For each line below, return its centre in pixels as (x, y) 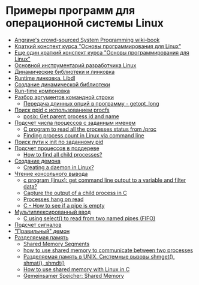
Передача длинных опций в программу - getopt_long (91, 103)
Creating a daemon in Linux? (58, 167)
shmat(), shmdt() (44, 263)
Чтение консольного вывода (51, 173)
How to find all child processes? (63, 154)
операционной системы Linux (85, 23)
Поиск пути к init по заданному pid (59, 142)
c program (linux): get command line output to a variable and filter (105, 180)
